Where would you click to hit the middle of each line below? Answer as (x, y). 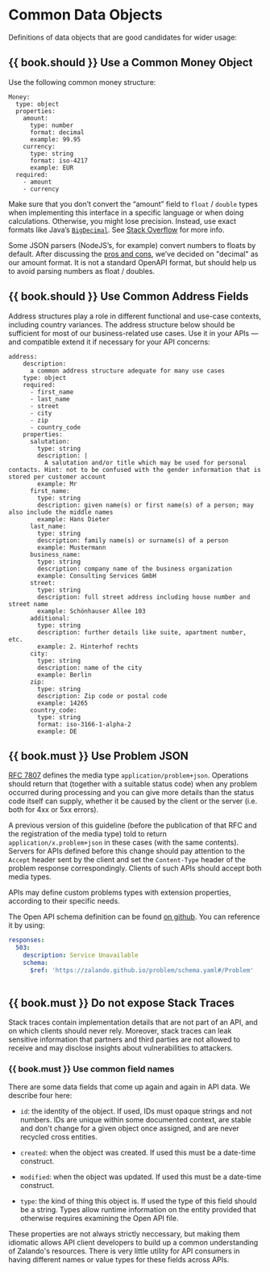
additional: (50, 618)
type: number (52, 125)
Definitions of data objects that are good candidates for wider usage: (123, 37)
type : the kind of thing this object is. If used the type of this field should (138, 1201)
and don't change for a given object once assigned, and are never (129, 1128)
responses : (27, 940)
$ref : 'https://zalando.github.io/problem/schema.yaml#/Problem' (141, 970)
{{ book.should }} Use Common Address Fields (129, 297)
